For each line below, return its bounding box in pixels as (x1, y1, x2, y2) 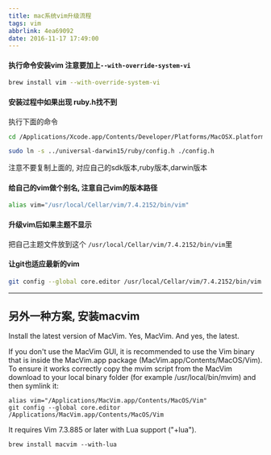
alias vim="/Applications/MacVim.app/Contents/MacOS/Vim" (8, 397, 207, 405)
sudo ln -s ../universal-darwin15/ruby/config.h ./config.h (8, 147, 215, 156)
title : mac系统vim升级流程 (8, 11, 92, 20)
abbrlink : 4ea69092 (8, 27, 74, 35)
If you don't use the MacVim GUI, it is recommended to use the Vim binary (8, 347, 256, 357)
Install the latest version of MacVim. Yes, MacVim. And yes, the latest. (8, 332, 240, 341)
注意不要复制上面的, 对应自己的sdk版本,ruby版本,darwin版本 (8, 163, 208, 173)
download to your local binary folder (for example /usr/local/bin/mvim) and (8, 373, 256, 382)
